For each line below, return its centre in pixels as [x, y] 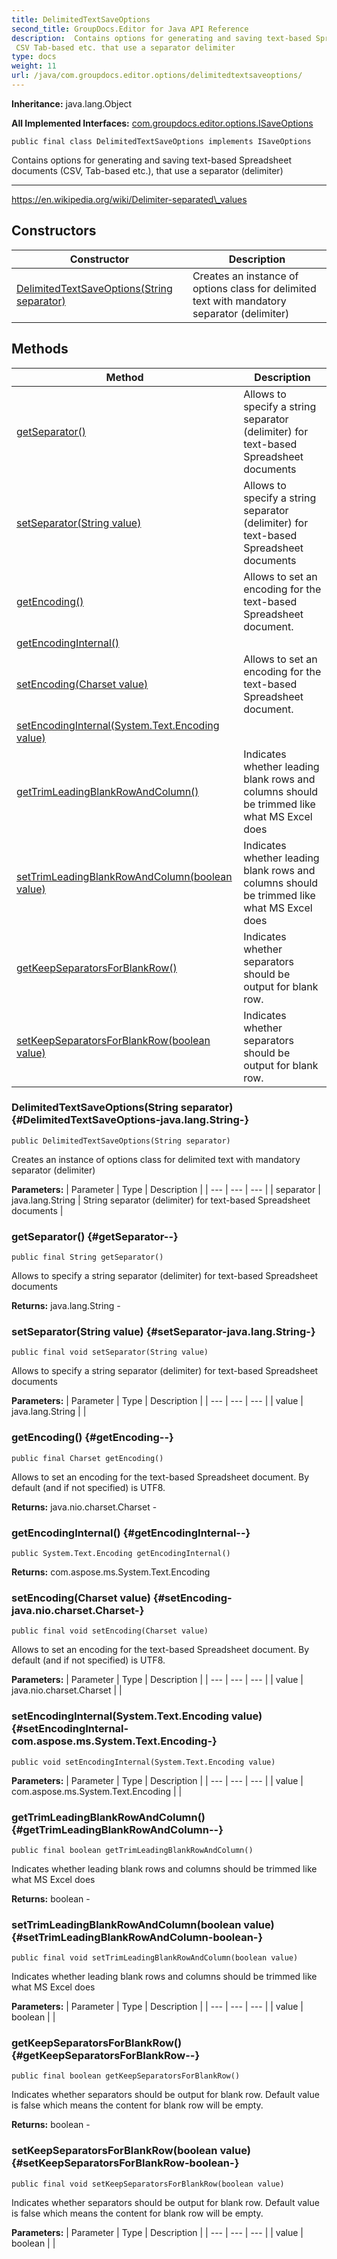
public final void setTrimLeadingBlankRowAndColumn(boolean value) [155, 1958]
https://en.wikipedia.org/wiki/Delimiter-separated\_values [129, 199]
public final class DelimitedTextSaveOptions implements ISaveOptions [161, 141]
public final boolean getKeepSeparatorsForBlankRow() [126, 2076]
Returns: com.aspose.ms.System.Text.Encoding [111, 1572]
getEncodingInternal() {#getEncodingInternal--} [131, 1533]
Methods [40, 349]
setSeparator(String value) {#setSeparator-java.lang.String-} [163, 1332]
